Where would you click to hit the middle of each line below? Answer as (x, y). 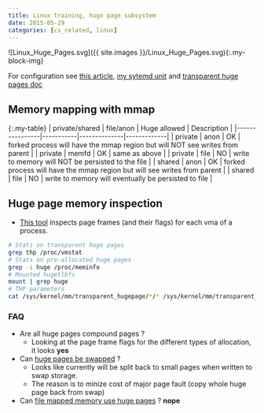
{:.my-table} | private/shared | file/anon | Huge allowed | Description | (121, 128)
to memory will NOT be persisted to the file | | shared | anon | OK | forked (127, 162)
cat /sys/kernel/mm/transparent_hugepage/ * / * (84, 296)
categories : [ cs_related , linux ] (63, 30)
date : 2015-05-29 (37, 23)
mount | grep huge (38, 282)
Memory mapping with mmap (82, 109)
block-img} (26, 61)
